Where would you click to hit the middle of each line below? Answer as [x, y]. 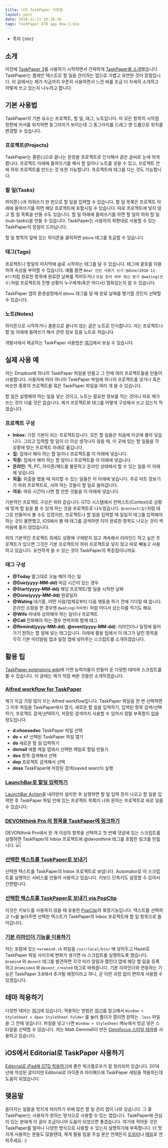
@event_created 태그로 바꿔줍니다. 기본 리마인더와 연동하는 [99, 968]
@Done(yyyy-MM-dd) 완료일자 [45, 595]
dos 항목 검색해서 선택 [34, 755]
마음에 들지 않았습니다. [27, 527]
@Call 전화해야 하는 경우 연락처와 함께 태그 [55, 620]
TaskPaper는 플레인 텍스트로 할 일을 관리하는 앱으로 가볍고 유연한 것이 [74, 75]
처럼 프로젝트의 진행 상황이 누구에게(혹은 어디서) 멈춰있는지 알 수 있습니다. [83, 283]
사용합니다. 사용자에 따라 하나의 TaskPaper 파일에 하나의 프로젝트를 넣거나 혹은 [83, 379]
